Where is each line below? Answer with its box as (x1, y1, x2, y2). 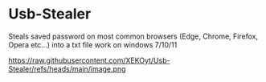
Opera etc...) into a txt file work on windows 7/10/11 (8, 39, 178, 49)
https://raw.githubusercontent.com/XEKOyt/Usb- (8, 55, 170, 65)
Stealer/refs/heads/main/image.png (8, 64, 126, 73)
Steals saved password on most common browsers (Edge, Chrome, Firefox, (8, 31, 259, 41)
